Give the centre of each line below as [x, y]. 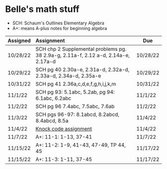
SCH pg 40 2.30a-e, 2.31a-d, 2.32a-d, [83, 69]
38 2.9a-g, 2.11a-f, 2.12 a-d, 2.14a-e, [83, 55]
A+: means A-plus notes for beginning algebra [60, 28]
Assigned [19, 40]
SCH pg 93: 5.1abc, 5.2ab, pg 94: [75, 92]
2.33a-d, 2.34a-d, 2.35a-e [68, 76]
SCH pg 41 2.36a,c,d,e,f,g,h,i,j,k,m [76, 84]
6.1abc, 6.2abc [53, 98]
